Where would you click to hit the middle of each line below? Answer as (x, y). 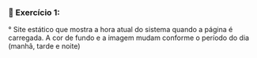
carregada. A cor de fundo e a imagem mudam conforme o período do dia (129, 38)
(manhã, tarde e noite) (44, 46)
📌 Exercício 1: (34, 13)
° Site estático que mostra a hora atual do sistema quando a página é (121, 30)
